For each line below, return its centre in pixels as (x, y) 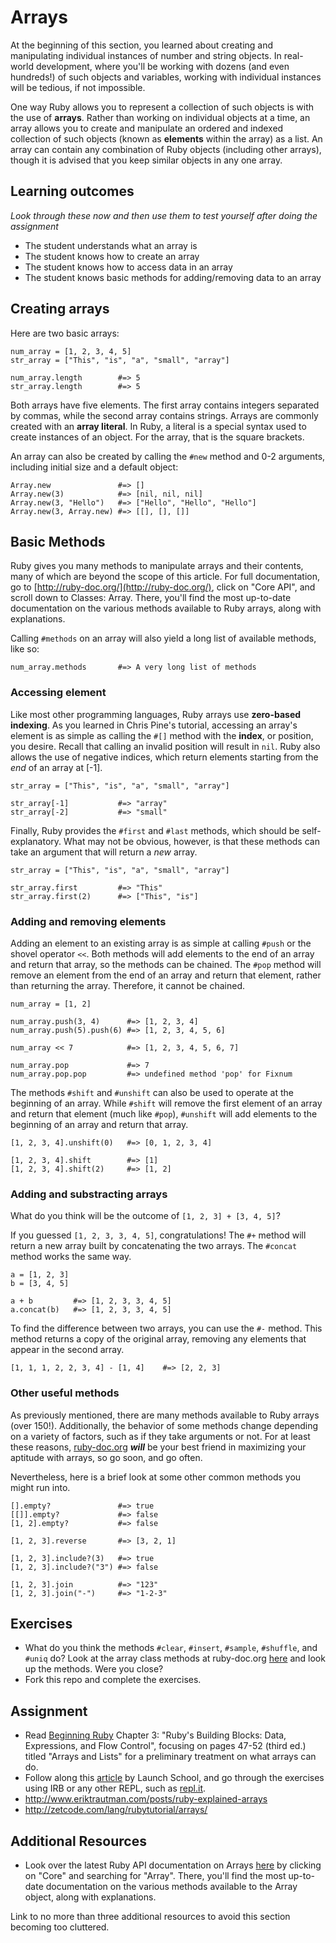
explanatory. (36, 841)
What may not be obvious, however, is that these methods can (191, 841)
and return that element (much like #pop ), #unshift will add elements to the (164, 1113)
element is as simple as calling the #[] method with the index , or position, (162, 735)
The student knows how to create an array (112, 256)
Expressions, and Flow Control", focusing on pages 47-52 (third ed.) (165, 1746)
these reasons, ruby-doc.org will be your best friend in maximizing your (158, 1447)
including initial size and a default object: (94, 467)
